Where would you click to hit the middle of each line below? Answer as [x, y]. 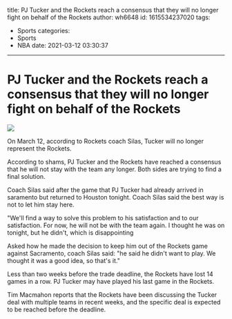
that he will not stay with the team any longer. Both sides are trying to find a [115, 169]
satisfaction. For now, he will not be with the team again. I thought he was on [116, 225]
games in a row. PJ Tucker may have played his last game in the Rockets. [111, 281]
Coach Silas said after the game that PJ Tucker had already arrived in [105, 190]
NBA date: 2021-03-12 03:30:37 [62, 45]
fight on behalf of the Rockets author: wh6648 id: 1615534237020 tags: [109, 17]
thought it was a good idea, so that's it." [64, 260]
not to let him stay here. [41, 204]
